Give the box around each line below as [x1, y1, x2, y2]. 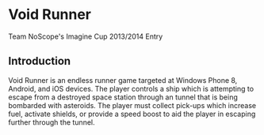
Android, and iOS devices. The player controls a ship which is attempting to [8, 84, 254, 93]
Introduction [8, 54, 71, 68]
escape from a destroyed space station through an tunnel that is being [8, 92, 238, 102]
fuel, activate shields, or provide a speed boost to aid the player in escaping [8, 109, 256, 118]
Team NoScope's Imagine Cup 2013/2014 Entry [8, 32, 163, 41]
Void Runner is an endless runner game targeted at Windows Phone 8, [8, 75, 238, 84]
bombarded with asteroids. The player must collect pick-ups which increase [8, 100, 257, 110]
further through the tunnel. [8, 117, 95, 127]
